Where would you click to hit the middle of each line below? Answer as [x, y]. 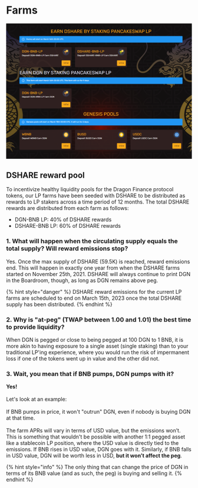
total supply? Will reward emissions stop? [67, 248]
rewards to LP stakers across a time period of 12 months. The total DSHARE [98, 202]
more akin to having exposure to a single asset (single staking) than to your [97, 346]
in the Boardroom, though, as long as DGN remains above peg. [82, 280]
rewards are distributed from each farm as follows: [67, 208]
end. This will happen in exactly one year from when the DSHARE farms [93, 268]
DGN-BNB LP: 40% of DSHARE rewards [63, 220]
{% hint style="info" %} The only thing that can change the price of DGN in [97, 467]
